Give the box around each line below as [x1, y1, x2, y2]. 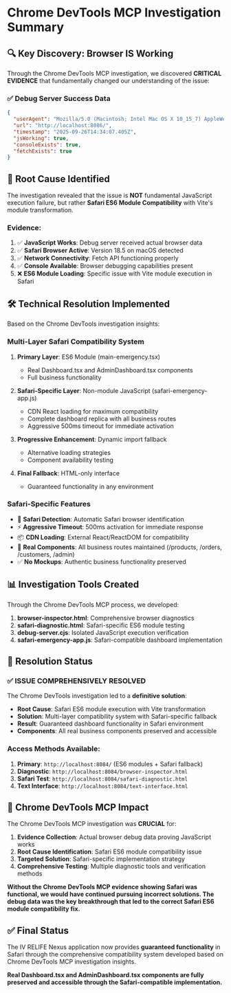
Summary [7, 19, 64, 35]
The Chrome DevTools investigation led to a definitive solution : [7, 692, 187, 700]
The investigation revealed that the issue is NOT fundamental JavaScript [7, 191, 212, 200]
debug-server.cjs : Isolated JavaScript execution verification [16, 628, 189, 636]
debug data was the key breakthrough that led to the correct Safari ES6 [7, 897, 214, 906]
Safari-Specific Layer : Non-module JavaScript [16, 386, 151, 394]
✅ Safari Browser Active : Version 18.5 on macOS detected [16, 246, 184, 255]
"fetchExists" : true [13, 148, 72, 155]
